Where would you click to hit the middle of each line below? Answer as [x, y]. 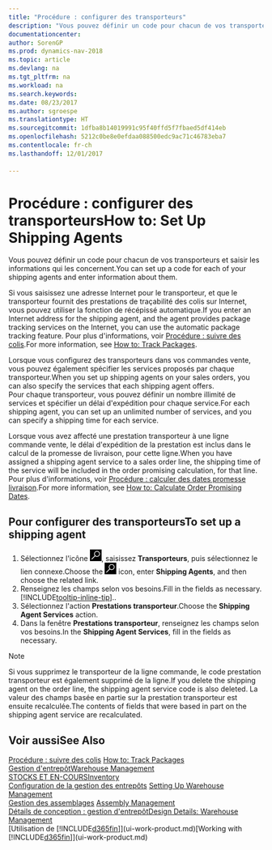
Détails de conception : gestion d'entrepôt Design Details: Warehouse [123, 812]
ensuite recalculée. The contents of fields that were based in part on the [127, 706]
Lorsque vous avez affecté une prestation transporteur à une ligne [119, 436]
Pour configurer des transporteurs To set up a [125, 522]
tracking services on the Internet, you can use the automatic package [124, 327]
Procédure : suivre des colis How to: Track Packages [96, 760]
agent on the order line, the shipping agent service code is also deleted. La [133, 689]
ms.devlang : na [34, 69]
